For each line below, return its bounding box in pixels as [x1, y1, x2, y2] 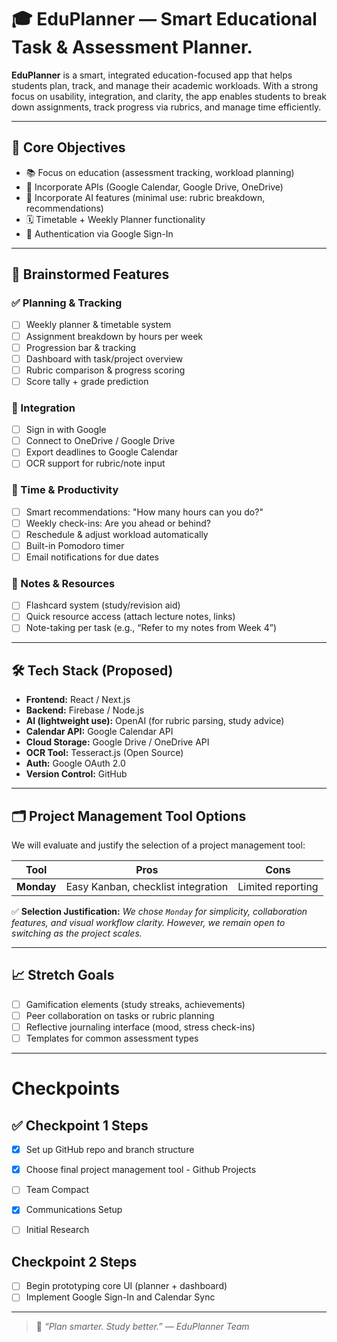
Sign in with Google [25, 424, 107, 436]
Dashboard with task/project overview [25, 352, 184, 365]
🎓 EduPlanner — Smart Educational [11, 8, 318, 31]
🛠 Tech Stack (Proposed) [11, 662, 174, 679]
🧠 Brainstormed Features [11, 266, 170, 283]
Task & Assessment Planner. [11, 36, 253, 59]
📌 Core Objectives [11, 139, 126, 156]
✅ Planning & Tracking [11, 296, 123, 310]
